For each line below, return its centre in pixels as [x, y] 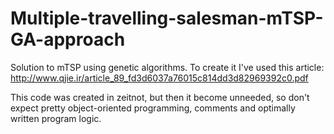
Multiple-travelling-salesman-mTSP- [167, 18]
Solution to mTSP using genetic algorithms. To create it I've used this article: [167, 67]
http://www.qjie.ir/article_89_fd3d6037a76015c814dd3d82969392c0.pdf [159, 78]
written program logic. [56, 118]
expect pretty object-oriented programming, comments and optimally [153, 108]
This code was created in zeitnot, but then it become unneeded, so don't [160, 97]
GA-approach [68, 39]
